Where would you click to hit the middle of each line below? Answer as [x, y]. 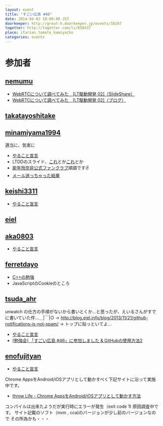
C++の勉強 [23, 277]
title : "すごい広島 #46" [29, 14]
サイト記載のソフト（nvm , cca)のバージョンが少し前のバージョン [81, 412]
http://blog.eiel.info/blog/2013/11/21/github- [104, 318]
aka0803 [19, 236]
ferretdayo [22, 265]
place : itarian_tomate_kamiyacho [39, 33]
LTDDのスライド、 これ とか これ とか [48, 162]
